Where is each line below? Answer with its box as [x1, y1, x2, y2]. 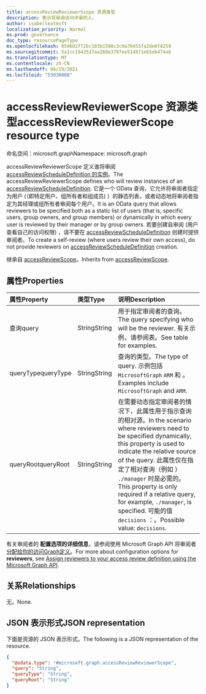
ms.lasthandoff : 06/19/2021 [6, 66, 78, 72]
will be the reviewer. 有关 [118, 324, 190, 332]
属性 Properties [6, 276, 64, 286]
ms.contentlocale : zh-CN [6, 60, 70, 66]
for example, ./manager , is [118, 498, 192, 506]
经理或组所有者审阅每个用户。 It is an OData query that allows [22, 200, 177, 207]
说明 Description [118, 295, 166, 304]
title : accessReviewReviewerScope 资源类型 [6, 9, 115, 15]
